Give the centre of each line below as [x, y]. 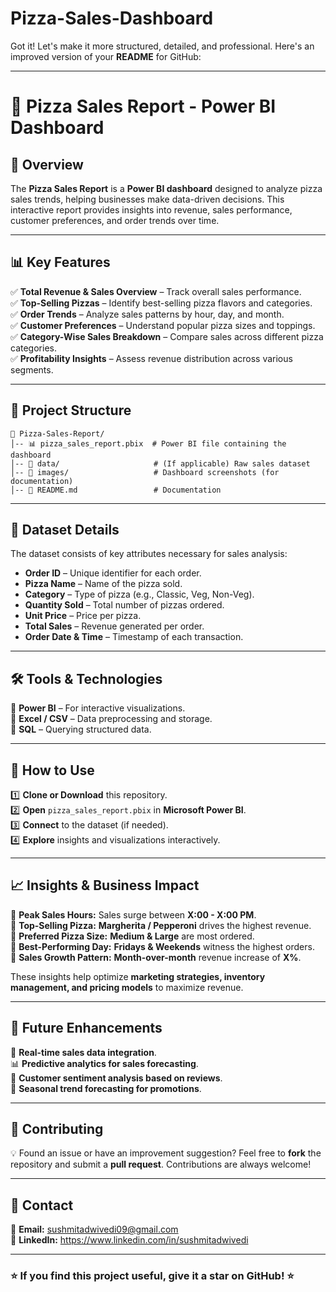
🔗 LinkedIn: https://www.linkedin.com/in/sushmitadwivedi [129, 1240]
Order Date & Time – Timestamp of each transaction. [134, 637]
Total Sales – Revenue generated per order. [114, 626]
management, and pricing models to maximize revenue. [127, 987]
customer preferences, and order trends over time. [115, 220]
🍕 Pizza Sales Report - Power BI [143, 106]
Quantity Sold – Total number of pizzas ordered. [124, 605]
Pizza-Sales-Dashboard [112, 18]
